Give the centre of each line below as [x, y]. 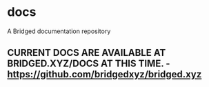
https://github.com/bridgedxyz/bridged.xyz [104, 74]
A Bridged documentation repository [59, 31]
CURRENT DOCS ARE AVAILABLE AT [87, 53]
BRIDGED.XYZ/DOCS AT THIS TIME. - [89, 64]
